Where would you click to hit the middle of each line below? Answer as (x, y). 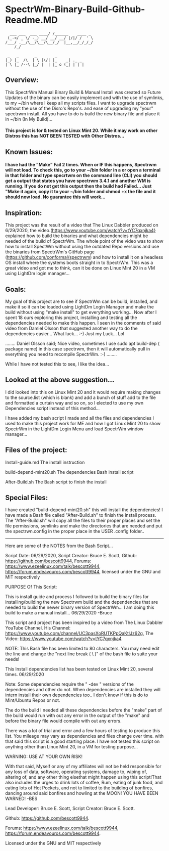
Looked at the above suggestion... (60, 380)
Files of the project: (36, 450)
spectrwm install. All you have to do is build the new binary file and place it (82, 114)
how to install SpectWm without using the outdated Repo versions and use (82, 247)
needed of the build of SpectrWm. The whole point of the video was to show (84, 241)
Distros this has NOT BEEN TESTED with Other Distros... (65, 136)
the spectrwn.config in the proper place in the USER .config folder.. (75, 531)
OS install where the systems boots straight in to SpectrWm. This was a (79, 263)
